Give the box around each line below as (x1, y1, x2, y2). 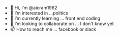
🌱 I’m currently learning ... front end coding (10, 15, 101, 21)
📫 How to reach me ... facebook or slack (10, 26, 97, 32)
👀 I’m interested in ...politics (10, 10, 69, 16)
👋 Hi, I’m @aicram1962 (10, 5, 57, 10)
